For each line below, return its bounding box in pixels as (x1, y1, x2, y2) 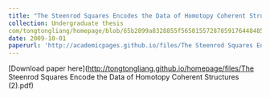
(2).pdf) (8, 81, 35, 91)
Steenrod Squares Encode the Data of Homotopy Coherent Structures (8, 72, 239, 82)
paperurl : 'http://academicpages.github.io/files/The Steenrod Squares (8, 42, 253, 50)
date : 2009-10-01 (8, 34, 67, 43)
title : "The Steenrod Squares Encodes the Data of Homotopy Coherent (8, 11, 247, 20)
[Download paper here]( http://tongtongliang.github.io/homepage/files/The (8, 63, 255, 73)
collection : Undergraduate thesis (8, 19, 125, 27)
